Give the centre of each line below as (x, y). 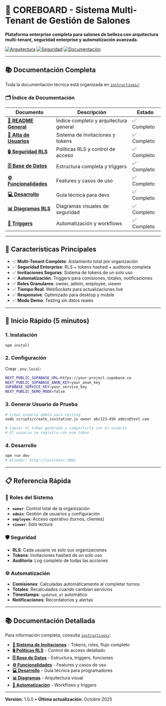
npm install (17, 345)
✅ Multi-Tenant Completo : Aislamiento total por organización (75, 261)
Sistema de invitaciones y (86, 135)
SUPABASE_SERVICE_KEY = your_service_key (46, 387)
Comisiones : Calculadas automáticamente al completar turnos (76, 584)
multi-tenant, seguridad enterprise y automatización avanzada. (72, 40)
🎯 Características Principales (51, 249)
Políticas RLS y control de (86, 149)
